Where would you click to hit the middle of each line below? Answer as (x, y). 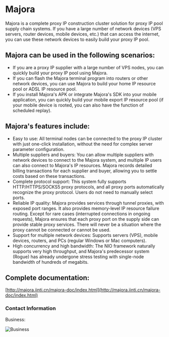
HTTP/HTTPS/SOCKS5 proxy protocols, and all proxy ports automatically (88, 187)
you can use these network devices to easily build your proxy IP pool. (77, 39)
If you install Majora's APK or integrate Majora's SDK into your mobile (84, 94)
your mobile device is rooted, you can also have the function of (78, 105)
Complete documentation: (47, 278)
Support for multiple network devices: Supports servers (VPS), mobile (85, 235)
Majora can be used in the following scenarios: (80, 55)
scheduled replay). (32, 110)
